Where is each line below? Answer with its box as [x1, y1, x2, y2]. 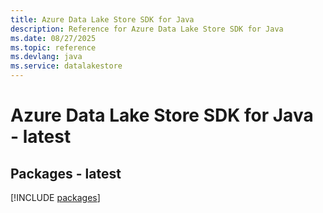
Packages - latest [10, 165, 122, 182]
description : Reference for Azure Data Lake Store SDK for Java [10, 24, 284, 34]
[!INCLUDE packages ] [10, 192, 101, 203]
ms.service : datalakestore [10, 61, 123, 71]
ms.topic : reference [10, 42, 97, 53]
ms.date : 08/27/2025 [10, 33, 97, 43]
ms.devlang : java [10, 52, 83, 62]
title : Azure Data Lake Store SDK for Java [10, 14, 195, 25]
